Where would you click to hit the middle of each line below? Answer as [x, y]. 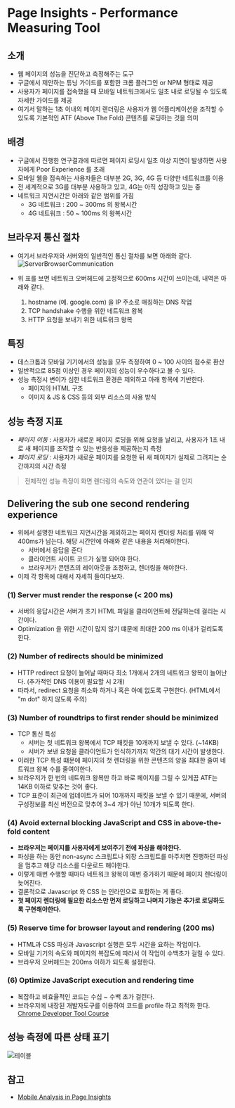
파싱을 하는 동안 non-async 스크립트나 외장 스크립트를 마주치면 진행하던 [116, 857]
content [36, 832]
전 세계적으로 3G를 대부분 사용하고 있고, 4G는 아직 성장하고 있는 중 [109, 186]
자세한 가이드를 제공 [45, 100]
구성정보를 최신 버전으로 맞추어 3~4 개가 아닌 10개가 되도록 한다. [106, 804]
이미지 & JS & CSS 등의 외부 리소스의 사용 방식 [92, 397]
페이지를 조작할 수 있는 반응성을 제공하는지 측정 [97, 449]
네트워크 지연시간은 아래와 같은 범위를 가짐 [76, 196]
